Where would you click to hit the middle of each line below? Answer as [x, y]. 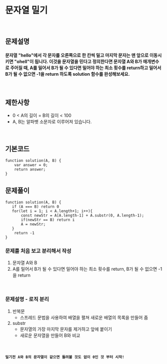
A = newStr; [33, 224]
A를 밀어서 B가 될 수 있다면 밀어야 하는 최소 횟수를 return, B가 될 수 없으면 [85, 269]
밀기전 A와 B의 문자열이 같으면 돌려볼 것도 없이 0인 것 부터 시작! [65, 357]
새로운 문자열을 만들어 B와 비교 [50, 335]
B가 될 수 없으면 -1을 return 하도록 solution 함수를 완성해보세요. [67, 74]
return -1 [24, 233]
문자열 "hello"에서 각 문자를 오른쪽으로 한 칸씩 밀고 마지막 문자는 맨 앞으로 [77, 55]
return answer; [30, 169]
